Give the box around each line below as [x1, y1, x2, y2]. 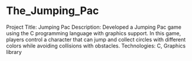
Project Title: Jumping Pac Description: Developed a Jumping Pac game [6, 23, 182, 30]
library [6, 48, 22, 55]
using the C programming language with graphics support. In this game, [6, 29, 181, 36]
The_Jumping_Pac [6, 4, 99, 18]
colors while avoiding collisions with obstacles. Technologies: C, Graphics [6, 42, 186, 49]
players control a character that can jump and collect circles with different [6, 36, 186, 43]
